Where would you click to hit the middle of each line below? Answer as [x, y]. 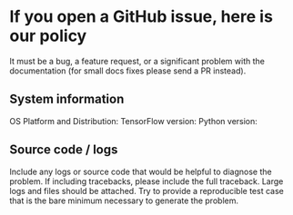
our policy [48, 36]
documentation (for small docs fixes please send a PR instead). [128, 71]
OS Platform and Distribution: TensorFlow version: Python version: [133, 121]
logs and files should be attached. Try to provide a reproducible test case [146, 191]
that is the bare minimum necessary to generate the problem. [124, 200]
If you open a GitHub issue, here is [141, 17]
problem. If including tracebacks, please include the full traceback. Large [146, 181]
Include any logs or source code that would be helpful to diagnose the [141, 171]
